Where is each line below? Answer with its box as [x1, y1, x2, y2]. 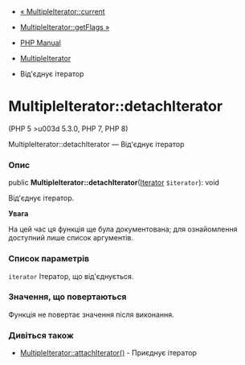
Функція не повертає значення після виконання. [8, 310, 174, 319]
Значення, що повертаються [8, 291, 127, 302]
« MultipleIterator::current [19, 7, 106, 16]
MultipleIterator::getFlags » [19, 23, 110, 31]
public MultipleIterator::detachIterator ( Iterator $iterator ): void [8, 178, 219, 187]
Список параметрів [8, 253, 90, 265]
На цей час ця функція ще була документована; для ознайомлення [8, 224, 238, 234]
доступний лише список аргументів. [8, 233, 134, 243]
